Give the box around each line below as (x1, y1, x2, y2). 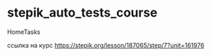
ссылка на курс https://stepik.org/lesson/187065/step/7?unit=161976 (7, 41, 205, 49)
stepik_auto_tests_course (7, 5, 157, 21)
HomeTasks (7, 28, 41, 36)
